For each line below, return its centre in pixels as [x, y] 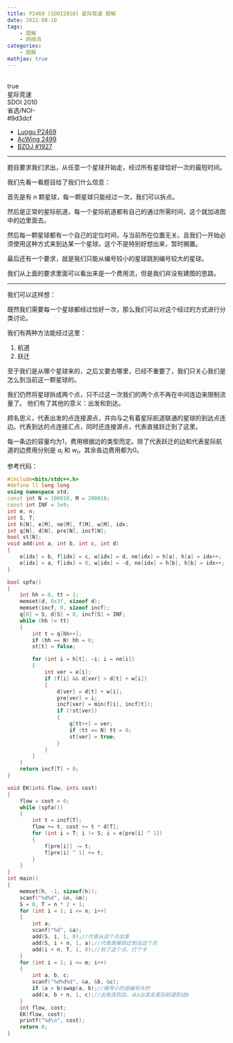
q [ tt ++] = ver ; [91, 724]
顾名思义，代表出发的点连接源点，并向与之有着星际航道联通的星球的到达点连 [116, 418]
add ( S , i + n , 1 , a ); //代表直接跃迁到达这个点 [95, 943]
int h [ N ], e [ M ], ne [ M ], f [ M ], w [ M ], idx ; [68, 524]
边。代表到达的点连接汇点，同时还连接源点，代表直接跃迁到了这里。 [104, 426]
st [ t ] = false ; [54, 647]
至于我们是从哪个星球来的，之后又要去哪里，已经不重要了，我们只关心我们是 [116, 371]
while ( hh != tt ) [45, 621]
